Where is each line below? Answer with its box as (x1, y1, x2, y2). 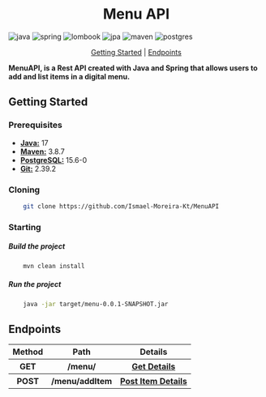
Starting (8, 221, 42, 233)
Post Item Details (120, 376, 188, 387)
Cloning (8, 184, 41, 195)
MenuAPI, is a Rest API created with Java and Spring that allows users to (8, 62, 258, 73)
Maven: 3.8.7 (19, 147, 65, 156)
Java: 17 (19, 138, 49, 147)
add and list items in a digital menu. (8, 71, 131, 81)
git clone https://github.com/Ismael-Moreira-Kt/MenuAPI (23, 202, 220, 211)
